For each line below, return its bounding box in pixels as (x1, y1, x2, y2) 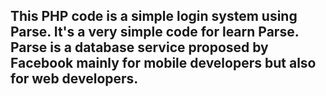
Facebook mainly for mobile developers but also (10, 55, 317, 72)
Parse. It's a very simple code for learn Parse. (10, 24, 300, 41)
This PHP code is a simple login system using (10, 8, 298, 25)
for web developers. (10, 70, 139, 88)
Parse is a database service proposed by (10, 39, 269, 56)
